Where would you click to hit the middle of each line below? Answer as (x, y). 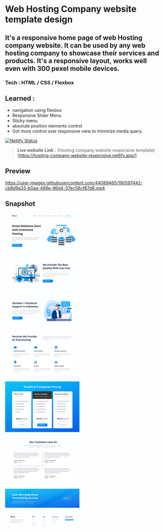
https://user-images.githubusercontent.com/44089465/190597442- (74, 183)
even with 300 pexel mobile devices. (62, 68)
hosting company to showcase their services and (82, 53)
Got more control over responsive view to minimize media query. (78, 131)
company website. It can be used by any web (75, 45)
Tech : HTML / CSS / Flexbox (40, 82)
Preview (18, 171)
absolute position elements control (47, 126)
